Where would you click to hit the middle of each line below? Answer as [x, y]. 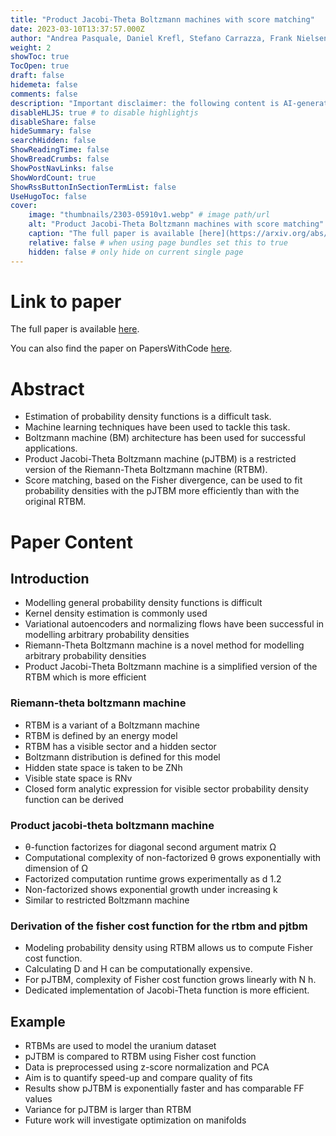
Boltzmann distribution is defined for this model [122, 757]
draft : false [37, 76]
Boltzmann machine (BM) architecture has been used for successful [165, 438]
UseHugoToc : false [48, 196]
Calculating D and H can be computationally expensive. [138, 969]
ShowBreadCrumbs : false [60, 159]
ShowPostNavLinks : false [62, 168]
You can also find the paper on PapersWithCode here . [121, 348]
